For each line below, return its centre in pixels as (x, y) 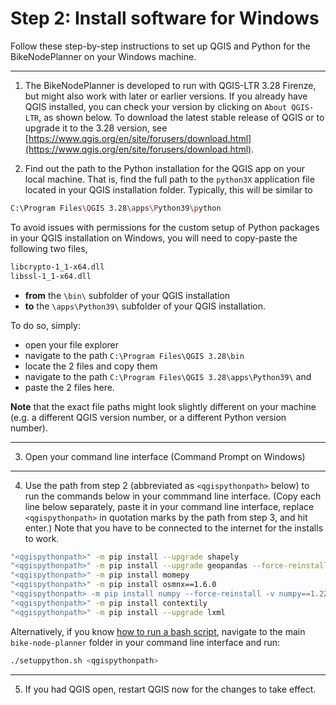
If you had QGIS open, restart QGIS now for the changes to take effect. (170, 689)
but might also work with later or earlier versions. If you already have (166, 96)
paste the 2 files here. (69, 387)
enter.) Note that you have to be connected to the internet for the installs (174, 528)
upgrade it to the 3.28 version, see (96, 128)
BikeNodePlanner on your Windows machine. (103, 56)
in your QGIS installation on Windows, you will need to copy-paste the (154, 238)
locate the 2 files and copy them (91, 366)
